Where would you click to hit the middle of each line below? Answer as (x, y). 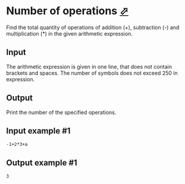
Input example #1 (38, 131)
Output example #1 (42, 162)
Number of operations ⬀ (68, 11)
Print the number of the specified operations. (61, 112)
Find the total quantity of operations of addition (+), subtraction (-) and (93, 27)
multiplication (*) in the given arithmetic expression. (69, 33)
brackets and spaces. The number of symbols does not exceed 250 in (92, 73)
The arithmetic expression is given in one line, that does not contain (89, 66)
